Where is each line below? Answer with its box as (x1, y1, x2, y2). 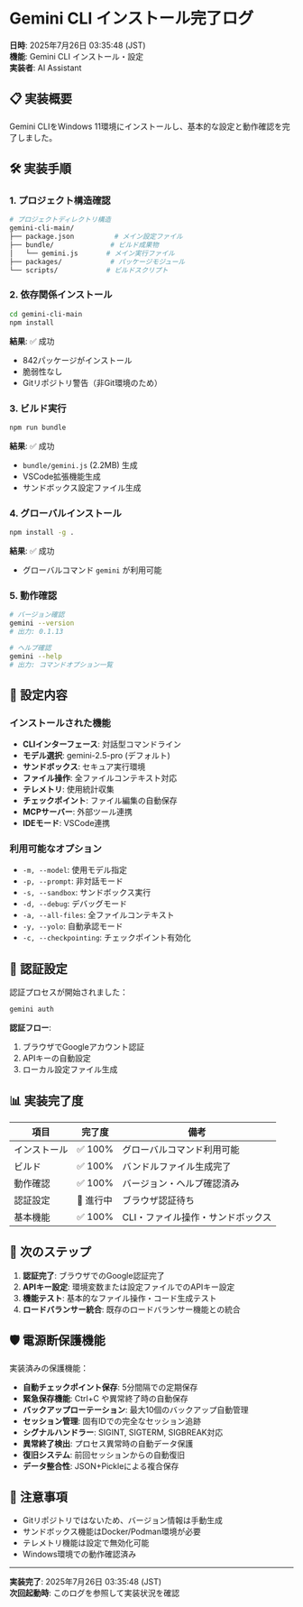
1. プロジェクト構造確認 (9, 195, 111, 207)
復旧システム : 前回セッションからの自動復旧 (22, 1449, 186, 1460)
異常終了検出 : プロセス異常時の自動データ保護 (22, 1437, 194, 1448)
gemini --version (9, 619, 75, 628)
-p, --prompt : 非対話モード (22, 876, 124, 886)
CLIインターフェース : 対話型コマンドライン (22, 739, 182, 749)
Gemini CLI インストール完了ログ (9, 8, 254, 29)
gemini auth (9, 1005, 54, 1015)
